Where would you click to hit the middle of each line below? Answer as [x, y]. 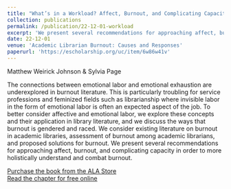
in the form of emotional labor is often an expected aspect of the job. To [109, 107]
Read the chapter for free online [52, 178]
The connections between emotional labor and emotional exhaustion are [110, 85]
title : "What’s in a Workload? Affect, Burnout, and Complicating [104, 13]
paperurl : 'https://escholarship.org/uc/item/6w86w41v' [89, 52]
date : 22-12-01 [29, 39]
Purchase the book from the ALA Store [62, 171]
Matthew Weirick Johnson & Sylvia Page [64, 71]
